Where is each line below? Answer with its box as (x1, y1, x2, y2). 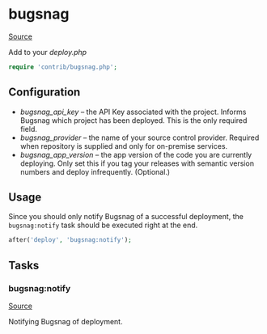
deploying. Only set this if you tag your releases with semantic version (19, 159, 255, 168)
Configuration (8, 86, 81, 99)
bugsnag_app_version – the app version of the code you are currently (19, 150, 252, 159)
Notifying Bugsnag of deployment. (8, 317, 123, 326)
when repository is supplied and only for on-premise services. (19, 141, 228, 150)
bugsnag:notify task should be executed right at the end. (8, 220, 198, 230)
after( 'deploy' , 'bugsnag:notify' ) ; (8, 236, 132, 244)
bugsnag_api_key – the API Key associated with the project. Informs (19, 107, 247, 116)
